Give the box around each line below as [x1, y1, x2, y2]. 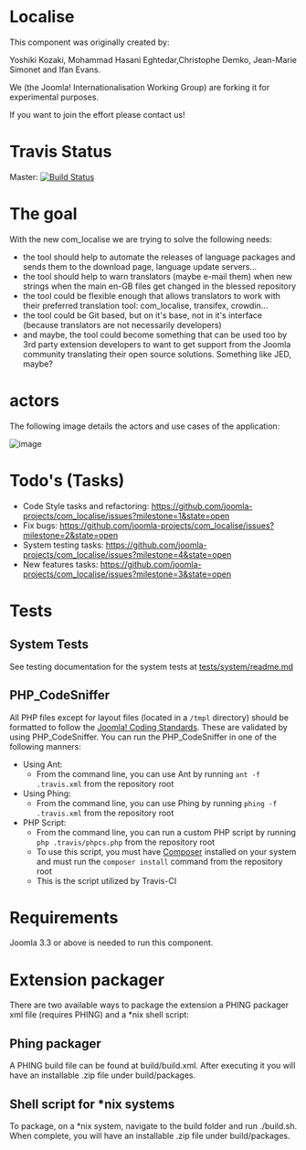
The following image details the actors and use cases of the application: [9, 421, 280, 431]
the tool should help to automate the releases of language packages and [22, 251, 296, 262]
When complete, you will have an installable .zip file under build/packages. [9, 1131, 290, 1141]
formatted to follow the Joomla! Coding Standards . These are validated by [9, 721, 288, 732]
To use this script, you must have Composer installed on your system [36, 846, 297, 857]
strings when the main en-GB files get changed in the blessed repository [22, 281, 297, 292]
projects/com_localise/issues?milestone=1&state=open [22, 510, 230, 521]
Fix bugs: [22, 519, 58, 531]
